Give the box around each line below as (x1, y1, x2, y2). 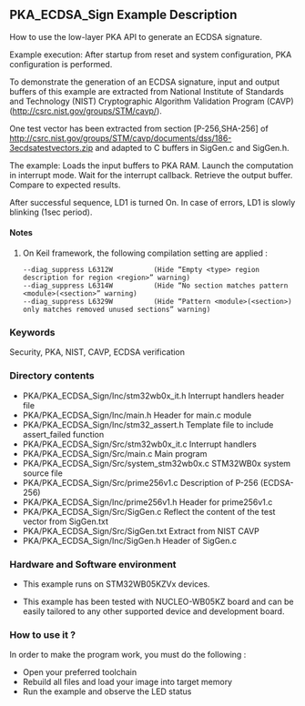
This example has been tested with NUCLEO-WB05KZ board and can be (22, 596, 294, 607)
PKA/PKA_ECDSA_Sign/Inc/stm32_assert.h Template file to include (22, 419, 274, 430)
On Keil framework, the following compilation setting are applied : (22, 247, 269, 258)
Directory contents (9, 369, 96, 382)
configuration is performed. (9, 58, 113, 69)
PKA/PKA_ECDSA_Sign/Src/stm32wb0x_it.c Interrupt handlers (22, 439, 257, 449)
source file (22, 468, 64, 479)
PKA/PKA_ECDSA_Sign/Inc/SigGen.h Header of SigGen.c (22, 535, 238, 546)
